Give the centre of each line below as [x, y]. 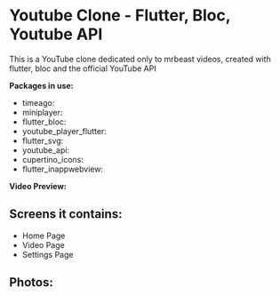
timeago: [38, 102]
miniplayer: [42, 112]
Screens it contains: [66, 214]
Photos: [31, 282]
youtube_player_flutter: [64, 131]
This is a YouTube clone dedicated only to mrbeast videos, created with [140, 59]
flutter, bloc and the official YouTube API [83, 68]
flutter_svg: [43, 140]
